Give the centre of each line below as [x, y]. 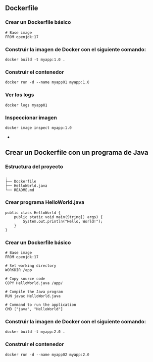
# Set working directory [31, 266]
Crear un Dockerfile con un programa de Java [77, 152]
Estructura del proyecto [34, 167]
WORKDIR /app [19, 270]
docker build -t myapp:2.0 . [35, 332]
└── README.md [20, 190]
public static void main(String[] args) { [58, 217]
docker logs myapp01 [26, 105]
